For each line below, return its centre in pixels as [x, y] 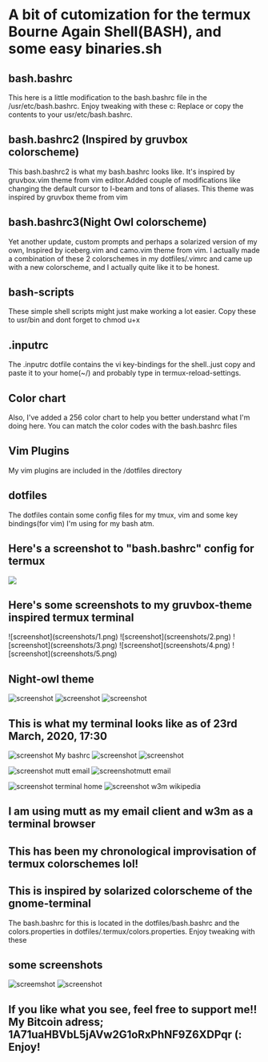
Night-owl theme [51, 679]
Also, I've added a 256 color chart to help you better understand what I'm [129, 417]
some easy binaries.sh [85, 49]
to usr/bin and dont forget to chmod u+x [74, 320]
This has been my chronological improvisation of [132, 851]
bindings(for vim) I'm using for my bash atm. [81, 523]
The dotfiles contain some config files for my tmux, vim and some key [123, 515]
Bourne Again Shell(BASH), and [115, 32]
